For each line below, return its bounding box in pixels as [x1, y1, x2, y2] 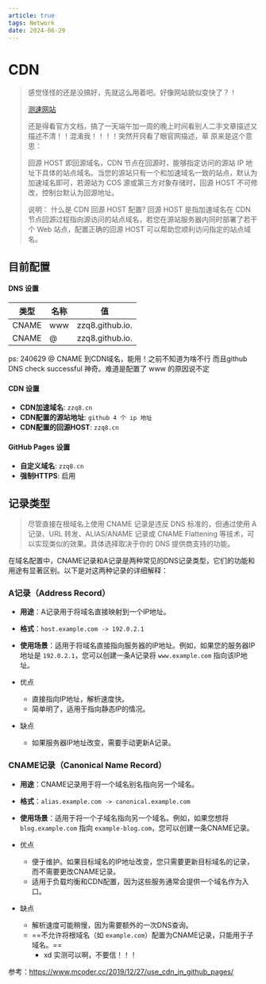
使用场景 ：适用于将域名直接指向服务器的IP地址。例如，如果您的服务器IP [19, 640, 256, 651]
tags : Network [8, 19, 56, 27]
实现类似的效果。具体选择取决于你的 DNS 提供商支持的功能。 [34, 539, 235, 548]
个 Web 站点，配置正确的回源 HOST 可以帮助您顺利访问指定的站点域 [27, 225, 252, 234]
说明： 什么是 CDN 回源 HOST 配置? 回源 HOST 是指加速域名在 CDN [27, 205, 252, 214]
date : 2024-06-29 [8, 26, 66, 34]
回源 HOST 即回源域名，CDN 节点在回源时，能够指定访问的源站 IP [27, 158, 245, 167]
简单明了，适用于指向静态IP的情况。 [31, 704, 150, 714]
